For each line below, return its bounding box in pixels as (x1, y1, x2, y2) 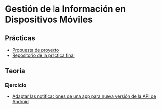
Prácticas (5, 34, 36, 42)
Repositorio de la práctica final (12, 52, 75, 58)
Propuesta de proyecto (12, 47, 59, 53)
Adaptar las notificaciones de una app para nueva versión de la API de (12, 93, 156, 99)
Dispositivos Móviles (5, 14, 93, 25)
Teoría (5, 67, 26, 75)
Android (12, 98, 29, 104)
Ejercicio (5, 82, 27, 89)
